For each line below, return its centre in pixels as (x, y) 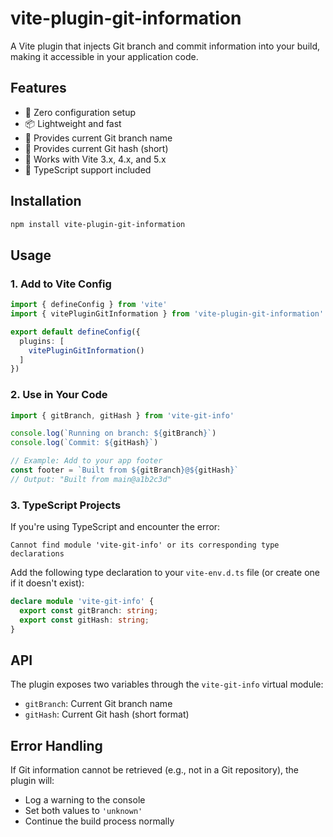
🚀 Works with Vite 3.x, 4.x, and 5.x (95, 159)
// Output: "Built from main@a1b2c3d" (91, 479)
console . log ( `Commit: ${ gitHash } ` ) (84, 443)
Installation (46, 201)
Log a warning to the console (85, 800)
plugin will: (32, 781)
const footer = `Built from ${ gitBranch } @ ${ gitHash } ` (125, 470)
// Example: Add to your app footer (86, 461)
